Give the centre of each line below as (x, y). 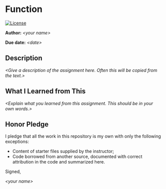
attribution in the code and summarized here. (59, 162)
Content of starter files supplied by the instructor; (63, 151)
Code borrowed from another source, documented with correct (77, 156)
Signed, (13, 171)
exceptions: (17, 141)
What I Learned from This (45, 91)
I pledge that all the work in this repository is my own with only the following (83, 136)
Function (24, 9)
